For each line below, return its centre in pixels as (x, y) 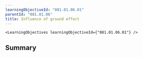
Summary (21, 48)
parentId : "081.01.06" (29, 14)
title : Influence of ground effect (42, 19)
